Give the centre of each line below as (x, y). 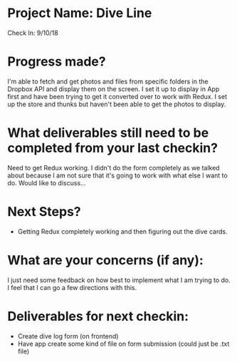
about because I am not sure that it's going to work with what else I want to (117, 175)
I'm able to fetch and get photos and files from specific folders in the (108, 81)
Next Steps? (44, 212)
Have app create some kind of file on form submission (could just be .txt (123, 343)
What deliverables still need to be (108, 133)
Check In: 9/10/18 (33, 33)
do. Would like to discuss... (47, 182)
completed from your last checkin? (113, 148)
